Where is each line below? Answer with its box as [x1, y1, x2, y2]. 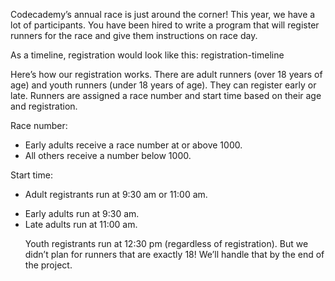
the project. [24, 259, 73, 271]
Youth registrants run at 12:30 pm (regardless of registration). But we [24, 238, 309, 249]
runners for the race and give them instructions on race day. [10, 30, 258, 41]
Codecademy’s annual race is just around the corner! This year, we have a [10, 9, 316, 20]
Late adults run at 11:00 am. [24, 219, 138, 230]
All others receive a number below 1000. [24, 150, 192, 161]
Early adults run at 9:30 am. [24, 208, 140, 219]
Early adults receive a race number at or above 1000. [24, 139, 243, 151]
